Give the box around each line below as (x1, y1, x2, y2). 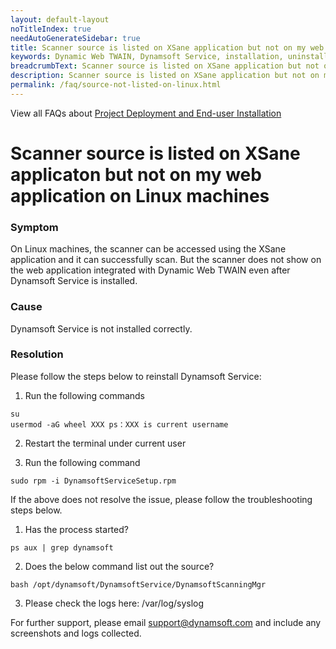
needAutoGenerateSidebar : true (10, 33, 141, 43)
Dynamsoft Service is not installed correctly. (10, 322, 193, 335)
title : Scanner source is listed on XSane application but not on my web (10, 42, 325, 53)
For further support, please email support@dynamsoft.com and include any (10, 616, 322, 628)
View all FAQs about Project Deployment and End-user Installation (10, 107, 282, 119)
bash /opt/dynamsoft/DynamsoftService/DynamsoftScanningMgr (10, 579, 267, 590)
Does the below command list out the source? (24, 560, 215, 572)
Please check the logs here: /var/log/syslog (24, 597, 205, 609)
